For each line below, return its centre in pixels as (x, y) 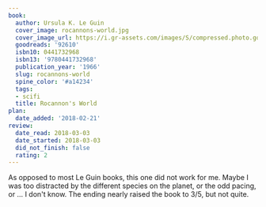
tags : (25, 89)
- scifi (28, 96)
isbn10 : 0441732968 (47, 52)
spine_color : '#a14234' (54, 81)
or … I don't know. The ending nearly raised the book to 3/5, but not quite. (129, 194)
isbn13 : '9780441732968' (56, 60)
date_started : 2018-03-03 (58, 140)
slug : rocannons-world (53, 74)
